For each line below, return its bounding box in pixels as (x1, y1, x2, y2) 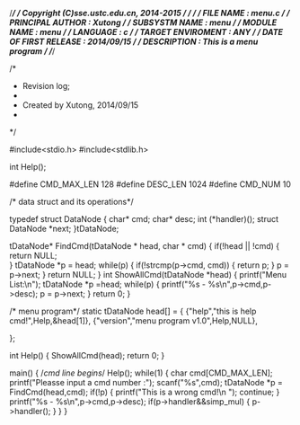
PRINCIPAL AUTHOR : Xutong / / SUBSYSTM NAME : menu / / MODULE (9, 17, 278, 28)
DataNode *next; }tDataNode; (9, 224, 119, 234)
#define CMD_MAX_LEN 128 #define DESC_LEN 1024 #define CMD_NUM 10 (9, 179, 292, 190)
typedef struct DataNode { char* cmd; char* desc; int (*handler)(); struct (9, 214, 279, 224)
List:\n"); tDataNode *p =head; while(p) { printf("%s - (9, 279, 207, 289)
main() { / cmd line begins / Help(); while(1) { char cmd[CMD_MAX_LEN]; (9, 367, 273, 378)
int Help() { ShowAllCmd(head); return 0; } (9, 350, 165, 360)
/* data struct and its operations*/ (9, 197, 135, 207)
